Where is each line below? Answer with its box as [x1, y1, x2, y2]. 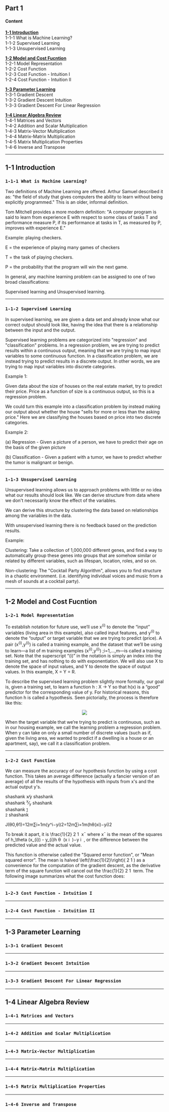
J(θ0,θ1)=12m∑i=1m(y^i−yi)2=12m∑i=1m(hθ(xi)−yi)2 [5, 821, 112, 827]
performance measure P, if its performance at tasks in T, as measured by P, [5, 220, 162, 226]
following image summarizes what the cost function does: [5, 873, 125, 879]
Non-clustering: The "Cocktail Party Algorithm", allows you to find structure [5, 567, 162, 573]
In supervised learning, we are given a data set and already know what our [5, 316, 160, 322]
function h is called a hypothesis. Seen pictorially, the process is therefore [5, 695, 158, 701]
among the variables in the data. [5, 512, 72, 519]
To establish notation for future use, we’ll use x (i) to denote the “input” [5, 623, 150, 630]
